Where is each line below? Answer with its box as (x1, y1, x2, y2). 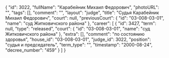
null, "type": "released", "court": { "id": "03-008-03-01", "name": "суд (5, 26, 150, 32)
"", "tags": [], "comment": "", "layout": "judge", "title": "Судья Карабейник (5, 10, 159, 16)
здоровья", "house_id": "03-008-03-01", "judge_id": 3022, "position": (5, 36, 151, 42)
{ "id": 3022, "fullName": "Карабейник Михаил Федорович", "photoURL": (5, 5, 159, 10)
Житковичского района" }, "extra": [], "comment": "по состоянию (5, 31, 145, 37)
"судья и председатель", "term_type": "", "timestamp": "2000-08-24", (5, 42, 153, 47)
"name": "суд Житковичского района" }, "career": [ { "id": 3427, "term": (5, 20, 156, 26)
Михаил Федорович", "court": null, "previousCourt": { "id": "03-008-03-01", (5, 15, 164, 21)
